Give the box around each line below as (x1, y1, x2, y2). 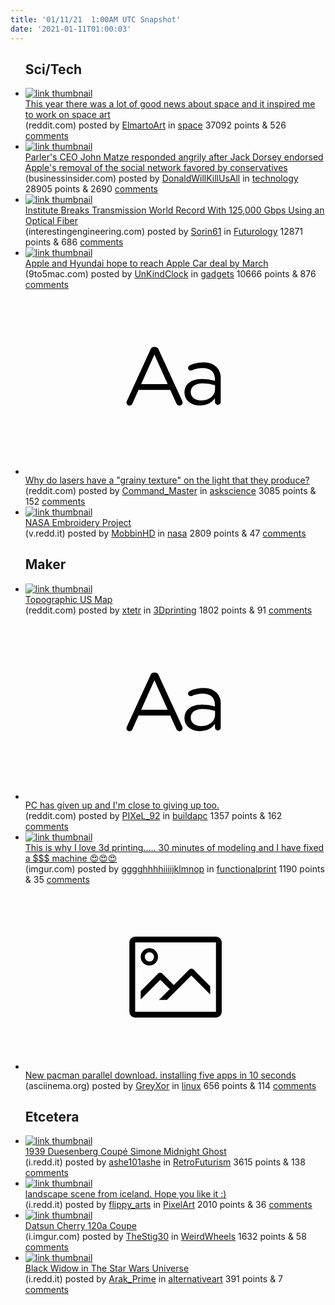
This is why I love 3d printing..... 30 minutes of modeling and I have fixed (24, 842, 325, 854)
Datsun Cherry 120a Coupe (24, 1220, 138, 1232)
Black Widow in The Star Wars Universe (24, 1262, 190, 1275)
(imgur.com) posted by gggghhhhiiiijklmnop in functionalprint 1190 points (24, 863, 325, 875)
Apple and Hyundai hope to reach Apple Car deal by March (24, 257, 269, 270)
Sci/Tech (24, 61, 83, 78)
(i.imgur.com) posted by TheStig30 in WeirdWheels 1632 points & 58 (24, 1231, 307, 1243)
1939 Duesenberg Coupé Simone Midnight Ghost (24, 1146, 227, 1158)
